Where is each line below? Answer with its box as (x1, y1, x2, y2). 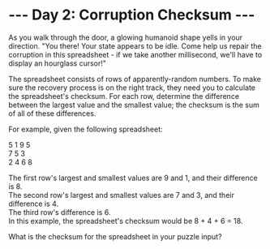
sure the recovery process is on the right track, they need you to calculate (8, 83, 255, 92)
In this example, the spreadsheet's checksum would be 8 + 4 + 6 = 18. (8, 216, 243, 225)
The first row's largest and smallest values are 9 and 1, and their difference (8, 173, 258, 182)
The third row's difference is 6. (8, 207, 111, 217)
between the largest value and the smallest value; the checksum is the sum (8, 100, 259, 109)
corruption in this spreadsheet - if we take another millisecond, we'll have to (8, 49, 263, 59)
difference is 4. (8, 199, 59, 208)
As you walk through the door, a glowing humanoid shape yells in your (8, 32, 243, 42)
